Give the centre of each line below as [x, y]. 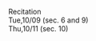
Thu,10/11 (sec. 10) [38, 29]
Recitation [25, 12]
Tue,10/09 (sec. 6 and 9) [48, 20]
